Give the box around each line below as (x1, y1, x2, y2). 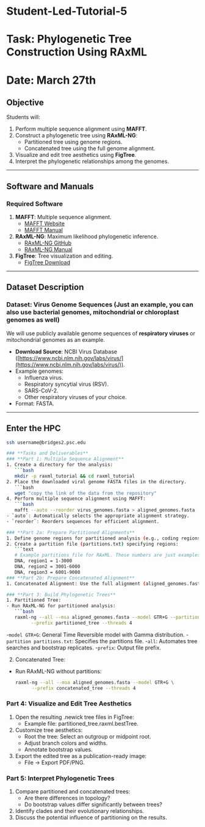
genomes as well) (6, 316, 60, 324)
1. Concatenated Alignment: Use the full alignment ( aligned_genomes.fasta (6, 580, 203, 587)
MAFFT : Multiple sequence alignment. (15, 214, 112, 221)
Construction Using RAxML (6, 45, 148, 59)
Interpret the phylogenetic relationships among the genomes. (15, 157, 170, 165)
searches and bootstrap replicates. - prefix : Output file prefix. (6, 644, 162, 651)
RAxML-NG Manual (24, 246, 73, 253)
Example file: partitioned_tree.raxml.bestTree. (24, 720, 139, 727)
